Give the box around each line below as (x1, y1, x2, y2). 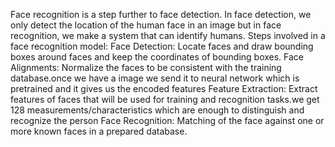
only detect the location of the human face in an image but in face (10, 19, 282, 31)
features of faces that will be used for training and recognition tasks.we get (10, 94, 320, 105)
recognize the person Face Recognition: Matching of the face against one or (10, 115, 325, 126)
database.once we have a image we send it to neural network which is (10, 72, 300, 84)
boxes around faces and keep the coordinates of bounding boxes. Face (10, 51, 305, 63)
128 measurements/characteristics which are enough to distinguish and (10, 104, 305, 116)
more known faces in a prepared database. (10, 125, 188, 137)
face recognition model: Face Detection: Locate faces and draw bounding (10, 40, 314, 52)
